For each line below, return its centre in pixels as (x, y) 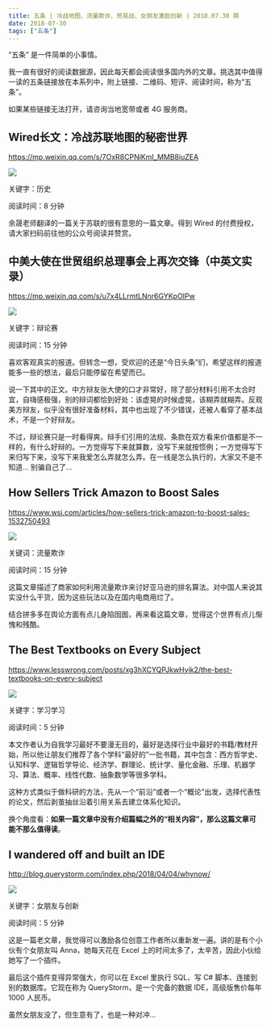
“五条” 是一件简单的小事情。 (55, 55)
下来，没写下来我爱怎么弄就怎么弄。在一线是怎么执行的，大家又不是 (142, 457)
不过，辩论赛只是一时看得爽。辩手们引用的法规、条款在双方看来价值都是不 (132, 437)
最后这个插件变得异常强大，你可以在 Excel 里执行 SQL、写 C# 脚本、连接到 (133, 978)
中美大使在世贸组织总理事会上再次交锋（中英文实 (130, 261)
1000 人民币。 (32, 998)
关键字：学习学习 (37, 710)
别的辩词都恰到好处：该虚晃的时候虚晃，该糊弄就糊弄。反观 (163, 399)
